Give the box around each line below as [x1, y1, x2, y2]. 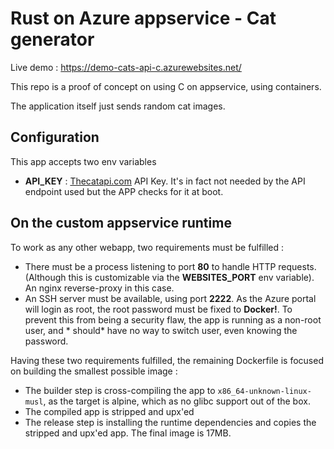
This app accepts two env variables [10, 155, 157, 167]
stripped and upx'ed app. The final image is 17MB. [24, 427, 232, 439]
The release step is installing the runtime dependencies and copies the [24, 416, 317, 428]
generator [10, 28, 95, 51]
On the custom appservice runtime [10, 215, 232, 232]
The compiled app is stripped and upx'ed [24, 405, 195, 417]
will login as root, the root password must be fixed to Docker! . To [24, 303, 293, 315]
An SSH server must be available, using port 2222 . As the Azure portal [24, 292, 317, 304]
